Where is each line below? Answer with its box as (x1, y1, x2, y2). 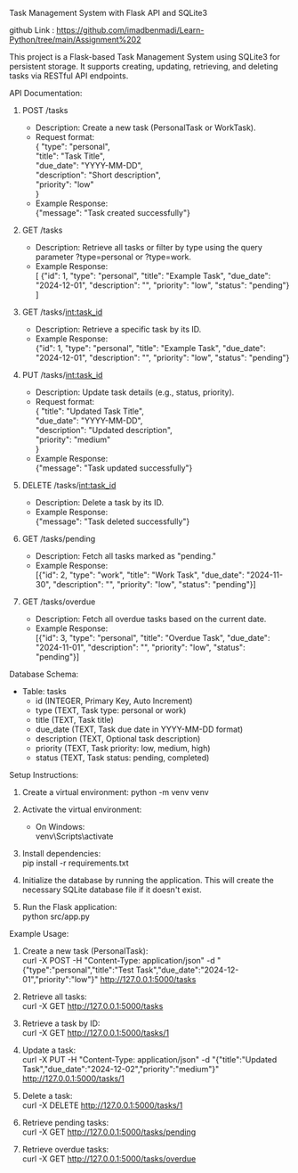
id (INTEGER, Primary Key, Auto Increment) (35, 695, 193, 706)
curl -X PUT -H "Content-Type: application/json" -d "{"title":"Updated (21, 1054, 278, 1064)
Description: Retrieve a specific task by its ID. (35, 324, 202, 334)
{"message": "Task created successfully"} (35, 208, 191, 217)
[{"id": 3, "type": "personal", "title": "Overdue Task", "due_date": (35, 633, 270, 643)
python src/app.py (21, 911, 91, 922)
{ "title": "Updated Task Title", (35, 406, 145, 416)
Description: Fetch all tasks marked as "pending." (35, 551, 216, 561)
